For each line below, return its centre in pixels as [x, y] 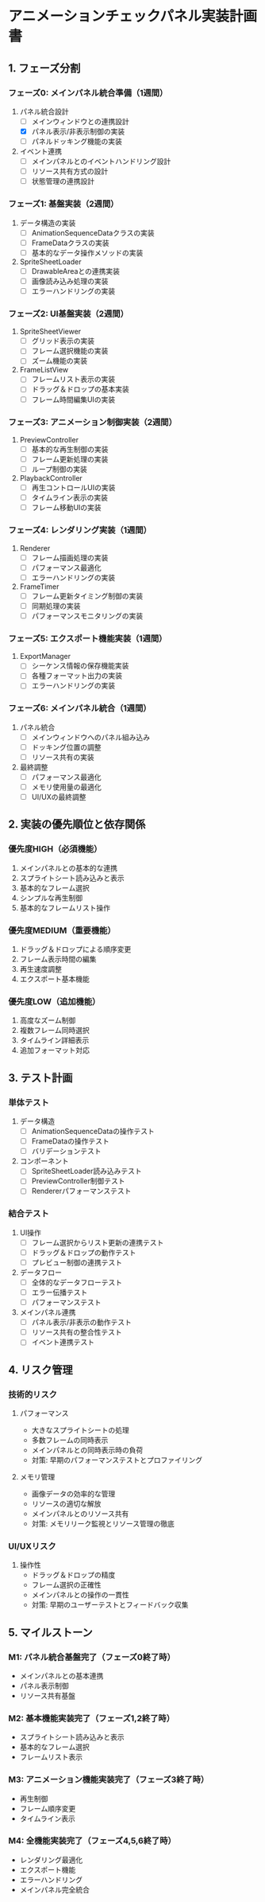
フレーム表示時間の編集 [58, 959]
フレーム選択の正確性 [66, 1585]
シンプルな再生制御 [51, 898]
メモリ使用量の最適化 [66, 787]
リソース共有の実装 [63, 757]
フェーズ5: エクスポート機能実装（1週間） [88, 638]
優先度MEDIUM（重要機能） [62, 930]
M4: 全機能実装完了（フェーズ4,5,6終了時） [92, 1841]
